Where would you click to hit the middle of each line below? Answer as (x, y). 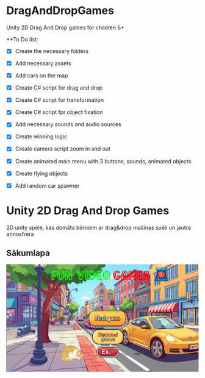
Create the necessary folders (52, 51)
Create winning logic (41, 137)
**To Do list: (22, 39)
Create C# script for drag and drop (59, 88)
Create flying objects (41, 173)
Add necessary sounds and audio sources (68, 124)
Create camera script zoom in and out (63, 149)
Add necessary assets (43, 63)
